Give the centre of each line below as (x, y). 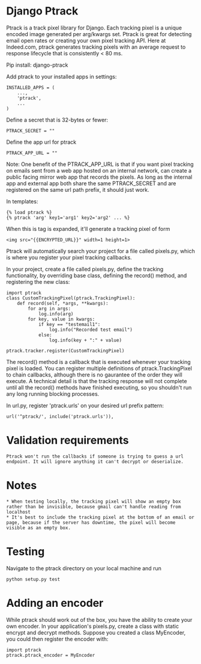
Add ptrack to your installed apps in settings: (61, 76)
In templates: (22, 201)
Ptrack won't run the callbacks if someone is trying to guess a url (95, 456)
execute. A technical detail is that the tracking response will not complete (97, 381)
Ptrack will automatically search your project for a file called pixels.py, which (100, 251)
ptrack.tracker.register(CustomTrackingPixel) (65, 351)
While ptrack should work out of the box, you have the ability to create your (99, 619)
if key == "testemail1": (69, 324)
